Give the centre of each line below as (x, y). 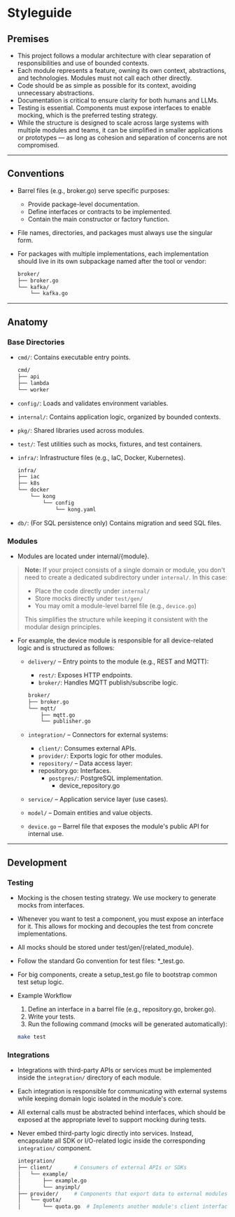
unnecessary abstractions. (56, 93)
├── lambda (33, 383)
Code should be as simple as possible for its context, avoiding (107, 85)
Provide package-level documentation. (84, 204)
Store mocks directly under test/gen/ (89, 598)
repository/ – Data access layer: (85, 763)
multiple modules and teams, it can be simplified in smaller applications (120, 130)
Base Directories (36, 342)
